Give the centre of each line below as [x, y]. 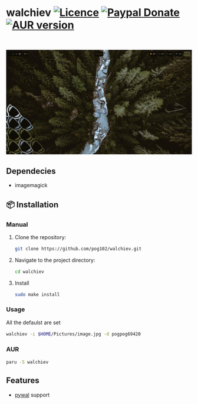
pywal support [32, 395]
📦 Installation [32, 205]
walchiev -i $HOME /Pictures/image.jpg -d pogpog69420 [74, 334]
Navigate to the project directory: [55, 260]
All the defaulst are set [33, 322]
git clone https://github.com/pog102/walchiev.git [78, 249]
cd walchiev [29, 272]
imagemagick [31, 185]
